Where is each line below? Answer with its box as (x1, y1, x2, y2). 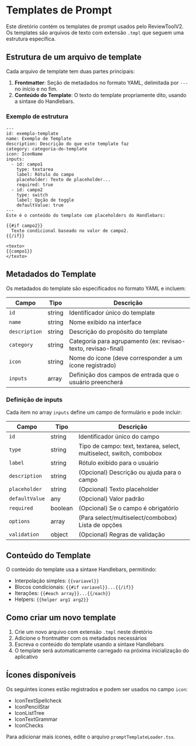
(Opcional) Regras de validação (78, 530, 165, 538)
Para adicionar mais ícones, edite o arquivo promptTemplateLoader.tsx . (6, 733, 176, 740)
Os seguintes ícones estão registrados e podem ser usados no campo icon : (6, 685, 188, 693)
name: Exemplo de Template (6, 136, 72, 142)
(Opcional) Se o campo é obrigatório (78, 504, 179, 512)
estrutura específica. (6, 35, 56, 42)
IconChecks (14, 721, 44, 728)
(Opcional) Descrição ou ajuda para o (78, 468, 182, 476)
